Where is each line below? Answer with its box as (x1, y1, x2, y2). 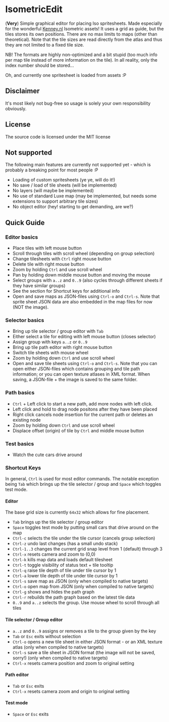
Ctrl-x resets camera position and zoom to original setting (12, 660, 135, 666)
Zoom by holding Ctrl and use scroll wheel (12, 266, 102, 273)
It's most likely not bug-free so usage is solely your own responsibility (5, 100, 151, 106)
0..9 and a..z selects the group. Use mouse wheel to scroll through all (12, 600, 160, 606)
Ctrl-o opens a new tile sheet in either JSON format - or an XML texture (12, 639, 162, 645)
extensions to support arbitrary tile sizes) (12, 198, 98, 204)
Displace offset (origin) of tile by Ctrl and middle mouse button (12, 427, 144, 433)
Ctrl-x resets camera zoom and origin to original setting (12, 688, 130, 694)
